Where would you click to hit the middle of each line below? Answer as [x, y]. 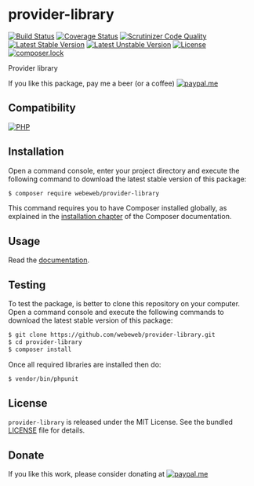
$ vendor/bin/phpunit [44, 378]
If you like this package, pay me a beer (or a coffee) [91, 83]
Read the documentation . [49, 260]
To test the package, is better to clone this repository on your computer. [124, 304]
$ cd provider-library [45, 342]
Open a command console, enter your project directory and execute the [124, 170]
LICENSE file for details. [47, 430]
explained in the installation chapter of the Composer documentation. [120, 217]
